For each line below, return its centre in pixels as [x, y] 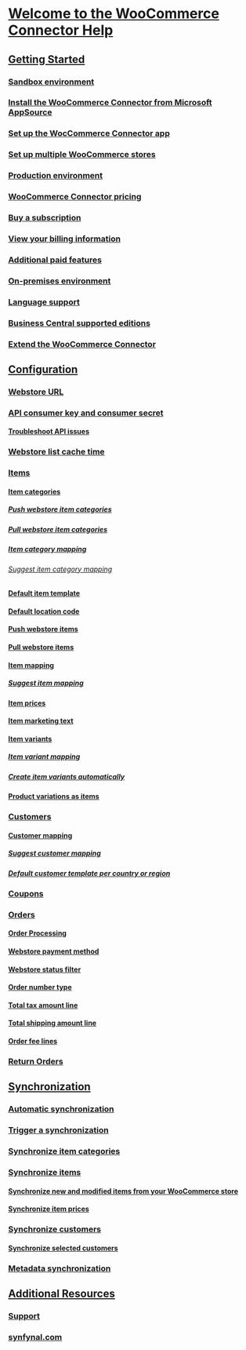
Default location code [44, 611]
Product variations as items [54, 797]
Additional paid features [55, 260]
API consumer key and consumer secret [86, 413]
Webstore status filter [45, 969]
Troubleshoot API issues [49, 432]
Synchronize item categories [64, 1151]
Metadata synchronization [60, 1268]
